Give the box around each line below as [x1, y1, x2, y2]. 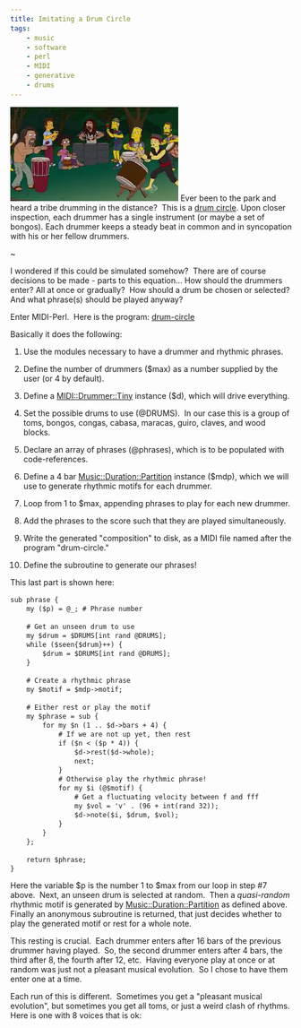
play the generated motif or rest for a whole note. [10, 918, 192, 929]
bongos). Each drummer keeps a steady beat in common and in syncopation [10, 220, 292, 232]
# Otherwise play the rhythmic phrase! [57, 774, 207, 783]
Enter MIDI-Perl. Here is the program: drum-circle [10, 311, 195, 322]
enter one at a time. [10, 973, 82, 984]
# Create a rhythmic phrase [26, 676, 131, 685]
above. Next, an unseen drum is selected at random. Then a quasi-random [10, 889, 290, 900]
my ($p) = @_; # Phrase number [26, 604, 143, 613]
